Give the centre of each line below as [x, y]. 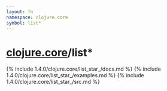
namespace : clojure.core [37, 17]
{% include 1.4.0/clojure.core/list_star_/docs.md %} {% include [84, 69]
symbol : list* [24, 23]
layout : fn [20, 12]
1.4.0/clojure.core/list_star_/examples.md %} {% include [75, 75]
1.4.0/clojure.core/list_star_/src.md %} [53, 82]
